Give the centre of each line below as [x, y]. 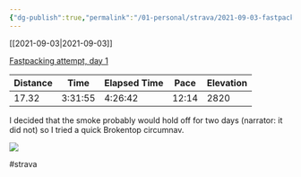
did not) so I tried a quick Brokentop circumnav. [97, 129]
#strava [23, 164]
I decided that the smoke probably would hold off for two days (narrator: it [146, 120]
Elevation [227, 83]
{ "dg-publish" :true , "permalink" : [72, 18]
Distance [33, 83]
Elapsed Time [134, 83]
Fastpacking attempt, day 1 [59, 60]
